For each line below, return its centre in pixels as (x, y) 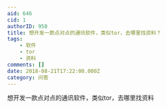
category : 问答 (28, 77)
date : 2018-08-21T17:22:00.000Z (53, 71)
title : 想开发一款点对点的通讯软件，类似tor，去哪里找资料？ (84, 33)
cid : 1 (17, 20)
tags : (15, 39)
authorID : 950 (28, 26)
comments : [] (26, 65)
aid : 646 (20, 13)
